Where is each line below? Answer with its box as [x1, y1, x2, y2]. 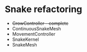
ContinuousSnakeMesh [12, 25, 62, 31]
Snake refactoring [5, 4, 82, 15]
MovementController [12, 31, 55, 37]
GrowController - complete [12, 20, 69, 26]
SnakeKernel [12, 36, 39, 42]
